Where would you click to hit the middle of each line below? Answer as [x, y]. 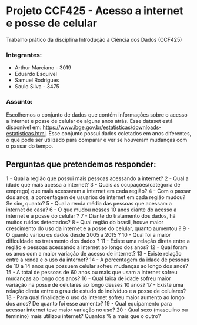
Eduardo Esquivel [36, 74]
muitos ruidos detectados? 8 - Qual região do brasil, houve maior [85, 223]
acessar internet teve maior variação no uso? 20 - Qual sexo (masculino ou [97, 310]
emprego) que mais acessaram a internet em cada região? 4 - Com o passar [98, 191]
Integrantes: [24, 55]
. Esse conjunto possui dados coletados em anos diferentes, [118, 133]
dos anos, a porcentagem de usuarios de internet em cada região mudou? [96, 197]
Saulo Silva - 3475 [37, 87]
